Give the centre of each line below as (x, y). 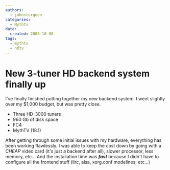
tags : (11, 39)
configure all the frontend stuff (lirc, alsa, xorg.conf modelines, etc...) (78, 162)
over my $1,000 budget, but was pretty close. (53, 104)
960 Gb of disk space (35, 119)
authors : (15, 10)
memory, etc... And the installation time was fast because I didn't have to (82, 156)
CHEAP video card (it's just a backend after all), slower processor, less (79, 151)
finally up (26, 84)
